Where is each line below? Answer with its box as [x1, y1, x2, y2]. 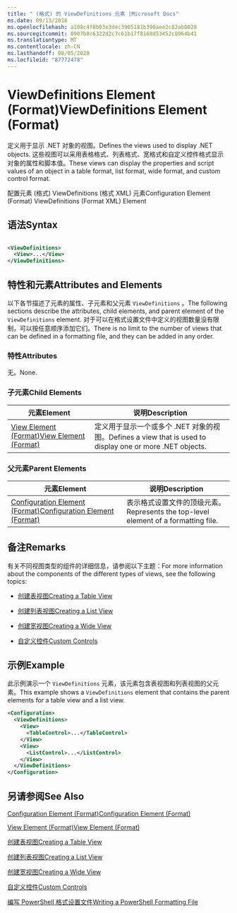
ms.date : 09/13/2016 [7, 17, 68, 24]
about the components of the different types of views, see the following [7, 570, 216, 578]
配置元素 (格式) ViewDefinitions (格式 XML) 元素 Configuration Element [7, 189, 211, 197]
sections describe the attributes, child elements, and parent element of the [7, 307, 224, 315]
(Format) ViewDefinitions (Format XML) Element [7, 196, 147, 205]
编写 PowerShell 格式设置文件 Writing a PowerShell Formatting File [7, 898, 199, 907]
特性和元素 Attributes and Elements [7, 278, 163, 290]
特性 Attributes [7, 351, 58, 360]
